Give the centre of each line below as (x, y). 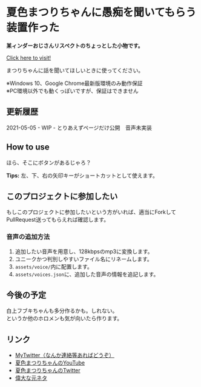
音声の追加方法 (28, 237)
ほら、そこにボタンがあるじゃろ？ (49, 162)
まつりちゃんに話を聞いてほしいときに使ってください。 (75, 70)
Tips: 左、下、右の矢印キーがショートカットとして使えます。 (82, 175)
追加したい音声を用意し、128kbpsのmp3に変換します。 (84, 251)
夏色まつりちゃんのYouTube (50, 363)
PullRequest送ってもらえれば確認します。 (58, 220)
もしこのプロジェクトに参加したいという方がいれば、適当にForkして (91, 212)
